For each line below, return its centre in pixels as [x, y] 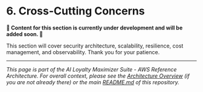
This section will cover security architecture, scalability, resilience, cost [95, 46]
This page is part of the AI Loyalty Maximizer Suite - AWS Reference [92, 69]
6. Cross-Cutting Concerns [76, 11]
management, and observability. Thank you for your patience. [83, 52]
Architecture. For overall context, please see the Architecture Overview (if [98, 76]
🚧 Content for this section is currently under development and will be [95, 28]
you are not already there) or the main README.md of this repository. [93, 82]
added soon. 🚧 [25, 34]
